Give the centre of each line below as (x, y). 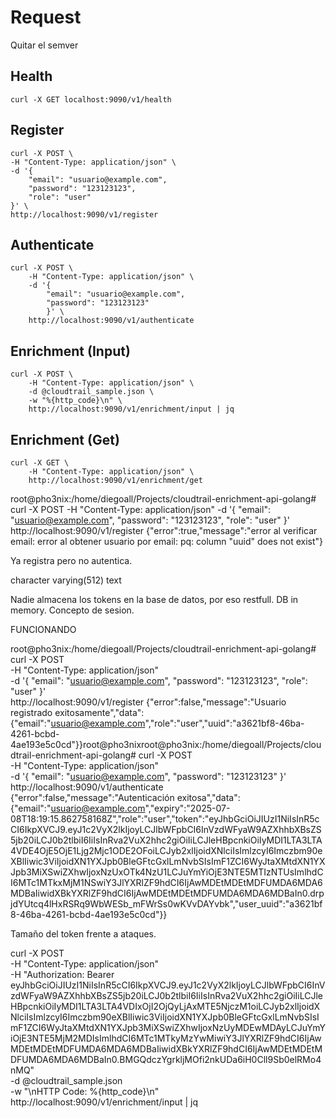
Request (46, 17)
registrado (31, 712)
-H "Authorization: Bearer (62, 974)
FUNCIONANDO (43, 629)
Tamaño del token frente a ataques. (83, 934)
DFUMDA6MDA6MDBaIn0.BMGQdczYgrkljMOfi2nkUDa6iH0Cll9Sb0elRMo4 (166, 1059)
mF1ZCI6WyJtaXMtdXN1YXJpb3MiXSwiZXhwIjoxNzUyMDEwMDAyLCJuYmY (168, 1027)
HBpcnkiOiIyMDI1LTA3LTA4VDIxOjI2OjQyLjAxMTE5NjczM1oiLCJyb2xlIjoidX (165, 1006)
